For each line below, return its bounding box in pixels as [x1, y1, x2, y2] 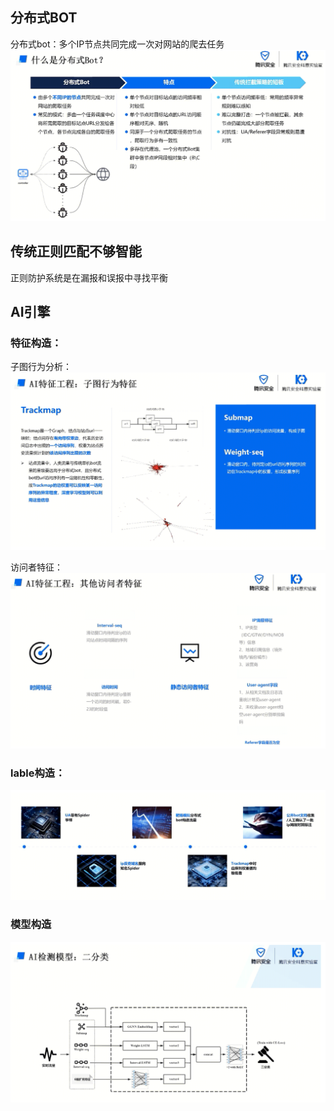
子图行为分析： [10, 361, 72, 373]
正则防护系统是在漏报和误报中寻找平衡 [10, 271, 168, 283]
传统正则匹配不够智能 [10, 243, 142, 260]
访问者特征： [10, 561, 63, 573]
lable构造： [10, 766, 66, 780]
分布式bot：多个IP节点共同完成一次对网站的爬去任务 [10, 38, 225, 50]
